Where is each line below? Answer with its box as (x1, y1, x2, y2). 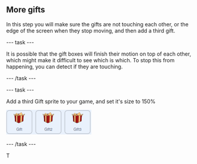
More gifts (6, 5, 45, 15)
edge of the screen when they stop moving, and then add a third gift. (6, 27, 176, 34)
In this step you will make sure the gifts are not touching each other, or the (6, 20, 189, 28)
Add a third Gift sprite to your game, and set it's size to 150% (6, 98, 156, 105)
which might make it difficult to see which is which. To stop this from (6, 56, 175, 63)
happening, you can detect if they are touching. (6, 63, 123, 70)
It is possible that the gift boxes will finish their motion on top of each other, (6, 50, 192, 57)
